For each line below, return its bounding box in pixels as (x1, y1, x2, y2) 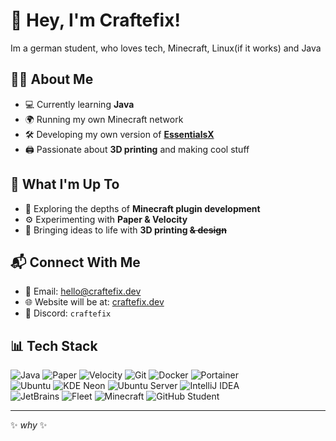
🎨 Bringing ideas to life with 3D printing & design (24, 224, 227, 236)
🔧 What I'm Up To (10, 176, 120, 193)
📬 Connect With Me (10, 254, 141, 271)
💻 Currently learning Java (24, 98, 135, 110)
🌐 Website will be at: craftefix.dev (24, 296, 165, 308)
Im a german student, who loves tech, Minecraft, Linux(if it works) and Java (10, 42, 322, 54)
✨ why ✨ (10, 419, 48, 431)
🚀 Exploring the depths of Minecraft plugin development (24, 202, 261, 214)
